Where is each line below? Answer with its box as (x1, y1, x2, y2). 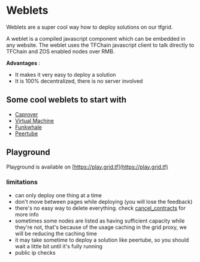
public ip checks (14, 249, 56, 256)
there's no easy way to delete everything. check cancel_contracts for (14, 204, 186, 212)
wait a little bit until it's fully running (14, 242, 103, 249)
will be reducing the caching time (14, 230, 98, 237)
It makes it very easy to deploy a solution (14, 71, 116, 78)
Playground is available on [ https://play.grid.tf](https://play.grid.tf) (6, 163, 169, 170)
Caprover (14, 110, 38, 118)
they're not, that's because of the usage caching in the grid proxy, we (14, 223, 187, 231)
